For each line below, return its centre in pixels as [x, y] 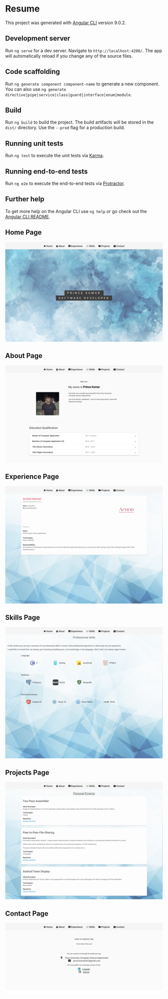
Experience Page [32, 477]
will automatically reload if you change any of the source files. [69, 56]
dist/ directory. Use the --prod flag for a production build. [65, 128]
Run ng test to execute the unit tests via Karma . [54, 156]
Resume [22, 9]
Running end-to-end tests [46, 171]
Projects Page [27, 772]
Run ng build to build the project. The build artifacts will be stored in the [79, 122]
